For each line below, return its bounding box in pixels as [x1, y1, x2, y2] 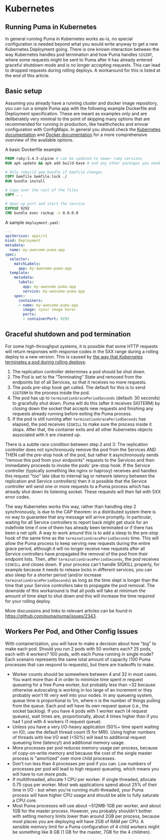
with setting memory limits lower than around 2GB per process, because [12, 813, 160, 819]
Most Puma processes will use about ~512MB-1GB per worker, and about [12, 802, 161, 808]
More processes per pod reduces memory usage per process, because [12, 744, 158, 750]
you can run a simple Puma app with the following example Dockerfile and [5, 105, 156, 111]
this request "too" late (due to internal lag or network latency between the [5, 473, 155, 479]
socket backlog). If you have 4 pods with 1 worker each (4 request [12, 708, 147, 714]
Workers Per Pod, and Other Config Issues [5, 627, 138, 636]
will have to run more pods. [12, 771, 68, 777]
